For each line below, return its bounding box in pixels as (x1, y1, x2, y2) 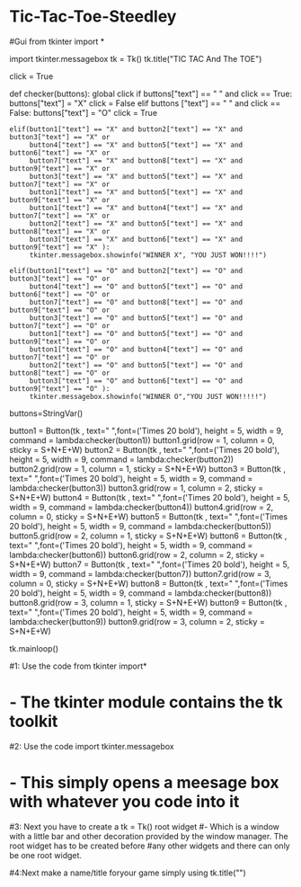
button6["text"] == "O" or (9, 289, 111, 298)
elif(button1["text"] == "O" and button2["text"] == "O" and (9, 266, 243, 275)
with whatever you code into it (9, 792, 240, 812)
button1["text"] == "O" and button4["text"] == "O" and (29, 344, 243, 354)
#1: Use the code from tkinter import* (9, 661, 147, 671)
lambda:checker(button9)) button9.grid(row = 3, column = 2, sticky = (9, 616, 265, 626)
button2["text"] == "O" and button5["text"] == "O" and (29, 360, 243, 369)
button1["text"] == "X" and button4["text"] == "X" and (29, 203, 243, 212)
